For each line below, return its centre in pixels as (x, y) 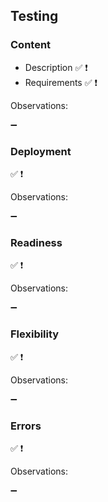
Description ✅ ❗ (56, 67)
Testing (34, 16)
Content (31, 45)
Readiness (36, 242)
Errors (26, 426)
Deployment (41, 151)
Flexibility (35, 334)
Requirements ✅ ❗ (61, 82)
